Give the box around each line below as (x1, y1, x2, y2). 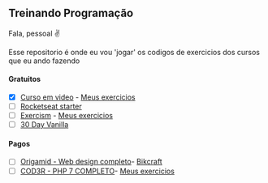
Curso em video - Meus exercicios (19, 92, 136, 102)
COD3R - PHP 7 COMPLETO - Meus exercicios (19, 166, 175, 176)
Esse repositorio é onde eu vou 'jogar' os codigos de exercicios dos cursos (8, 47, 261, 57)
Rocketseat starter (19, 101, 83, 112)
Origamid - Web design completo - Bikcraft (19, 157, 162, 167)
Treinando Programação (8, 6, 134, 20)
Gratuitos (8, 74, 41, 84)
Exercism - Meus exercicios (19, 111, 114, 121)
